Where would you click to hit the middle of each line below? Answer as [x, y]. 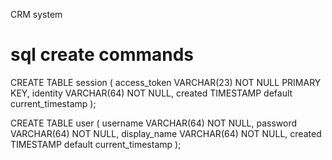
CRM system [36, 14]
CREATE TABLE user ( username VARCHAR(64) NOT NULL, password [154, 123]
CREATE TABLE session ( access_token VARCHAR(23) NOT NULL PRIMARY [166, 82]
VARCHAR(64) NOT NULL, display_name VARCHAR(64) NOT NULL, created [166, 133]
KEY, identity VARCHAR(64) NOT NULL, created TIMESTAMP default [151, 93]
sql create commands [102, 55]
